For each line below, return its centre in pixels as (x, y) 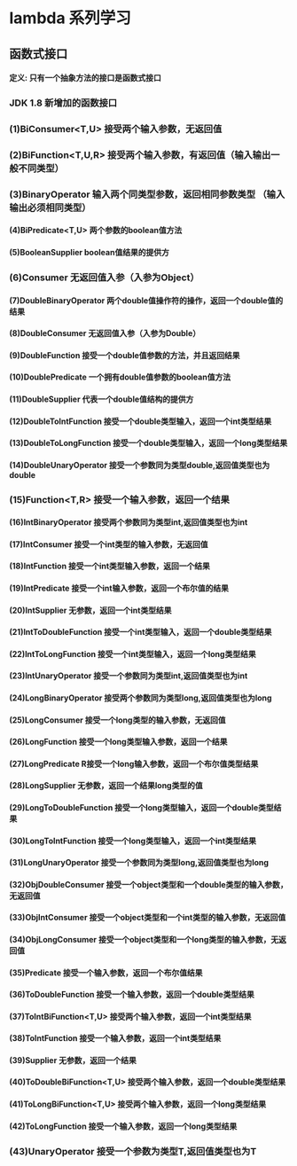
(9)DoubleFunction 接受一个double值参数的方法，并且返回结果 (125, 355)
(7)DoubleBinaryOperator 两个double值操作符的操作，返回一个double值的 (146, 300)
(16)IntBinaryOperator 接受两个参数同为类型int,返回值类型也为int (129, 522)
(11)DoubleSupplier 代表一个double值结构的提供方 (102, 399)
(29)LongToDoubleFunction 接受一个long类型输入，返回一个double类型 (142, 807)
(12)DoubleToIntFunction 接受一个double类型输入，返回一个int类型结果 (141, 421)
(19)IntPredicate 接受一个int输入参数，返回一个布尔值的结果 (119, 588)
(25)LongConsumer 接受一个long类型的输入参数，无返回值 (117, 720)
